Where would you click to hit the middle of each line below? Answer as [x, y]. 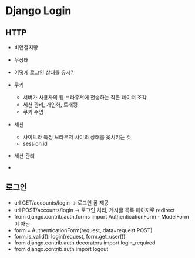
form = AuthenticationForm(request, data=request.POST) [83, 230]
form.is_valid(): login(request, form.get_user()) [70, 236]
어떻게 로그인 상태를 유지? [44, 72]
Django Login [38, 11]
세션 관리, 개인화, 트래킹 [50, 105]
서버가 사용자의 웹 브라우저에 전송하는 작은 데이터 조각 [85, 97]
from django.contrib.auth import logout [61, 249]
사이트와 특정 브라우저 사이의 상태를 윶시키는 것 [77, 137]
